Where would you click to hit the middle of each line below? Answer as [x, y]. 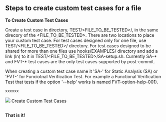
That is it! [15, 115]
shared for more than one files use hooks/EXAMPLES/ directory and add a [81, 51]
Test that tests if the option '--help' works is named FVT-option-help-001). [82, 82]
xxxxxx [12, 91]
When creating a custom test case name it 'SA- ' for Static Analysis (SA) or [81, 71]
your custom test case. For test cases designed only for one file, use [76, 40]
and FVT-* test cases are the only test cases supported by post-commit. [80, 61]
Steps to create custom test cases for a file [73, 8]
